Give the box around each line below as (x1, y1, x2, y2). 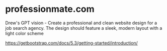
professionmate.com (5, 3, 95, 15)
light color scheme (5, 30, 44, 36)
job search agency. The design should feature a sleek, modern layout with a (5, 25, 162, 31)
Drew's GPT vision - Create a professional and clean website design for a (5, 20, 157, 26)
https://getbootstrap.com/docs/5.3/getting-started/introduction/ (5, 40, 138, 46)
